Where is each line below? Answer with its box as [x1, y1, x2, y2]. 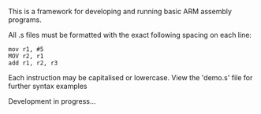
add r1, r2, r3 [8, 59, 58, 67]
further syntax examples [8, 82, 88, 90]
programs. [8, 15, 42, 24]
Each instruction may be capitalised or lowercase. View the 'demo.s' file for [8, 73, 253, 82]
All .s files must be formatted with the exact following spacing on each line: [8, 31, 252, 39]
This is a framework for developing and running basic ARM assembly [8, 7, 233, 16]
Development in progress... [8, 97, 96, 105]
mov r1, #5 [8, 46, 44, 53]
